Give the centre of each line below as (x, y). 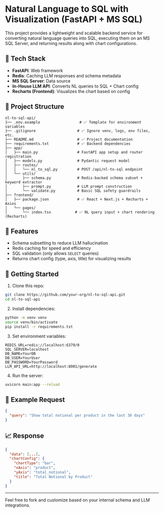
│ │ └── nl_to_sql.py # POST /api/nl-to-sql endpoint (74, 169)
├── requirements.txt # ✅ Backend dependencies (68, 144)
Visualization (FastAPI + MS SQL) (74, 19)
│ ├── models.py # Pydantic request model (68, 161)
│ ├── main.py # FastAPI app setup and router (74, 152)
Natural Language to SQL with (67, 9)
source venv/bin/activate (31, 322)
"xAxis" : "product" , (35, 468)
